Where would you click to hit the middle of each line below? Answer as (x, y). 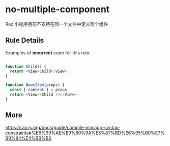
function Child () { (26, 66)
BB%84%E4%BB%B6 (29, 138)
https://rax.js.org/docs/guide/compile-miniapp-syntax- (63, 127)
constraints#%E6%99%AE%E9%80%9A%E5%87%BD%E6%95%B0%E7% (85, 133)
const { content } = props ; (40, 90)
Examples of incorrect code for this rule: (48, 52)
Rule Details (25, 40)
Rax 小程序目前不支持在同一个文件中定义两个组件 (57, 24)
